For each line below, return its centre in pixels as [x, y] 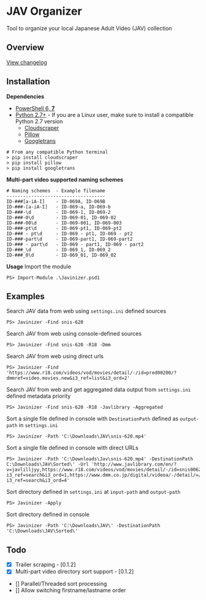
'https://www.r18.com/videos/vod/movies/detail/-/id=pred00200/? [91, 373]
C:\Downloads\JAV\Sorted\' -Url [48, 465]
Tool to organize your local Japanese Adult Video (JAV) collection [89, 28]
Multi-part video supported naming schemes [65, 180]
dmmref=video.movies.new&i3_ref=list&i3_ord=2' [68, 378]
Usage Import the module [39, 266]
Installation [28, 82]
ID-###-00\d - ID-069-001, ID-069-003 [64, 223]
